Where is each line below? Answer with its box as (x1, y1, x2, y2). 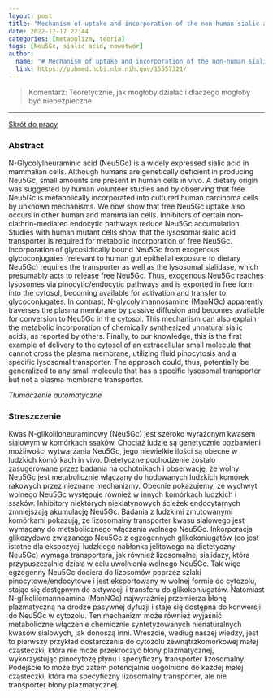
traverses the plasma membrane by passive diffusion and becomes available (8, 305, 265, 315)
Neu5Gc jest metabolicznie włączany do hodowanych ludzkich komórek (8, 472, 249, 482)
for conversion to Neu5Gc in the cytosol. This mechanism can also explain (8, 314, 258, 324)
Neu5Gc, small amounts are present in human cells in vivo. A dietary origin (8, 176, 258, 186)
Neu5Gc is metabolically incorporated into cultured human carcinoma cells (8, 193, 258, 203)
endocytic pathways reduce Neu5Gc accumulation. (69, 219, 242, 229)
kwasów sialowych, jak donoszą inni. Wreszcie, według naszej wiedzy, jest (8, 628, 258, 638)
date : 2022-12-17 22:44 (8, 27, 89, 35)
